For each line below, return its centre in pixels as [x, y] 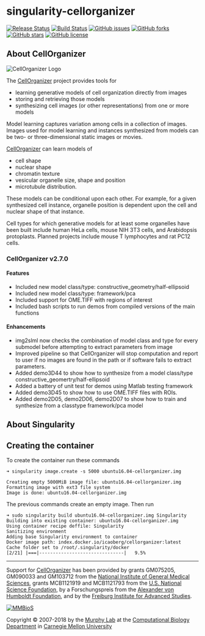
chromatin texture [38, 173]
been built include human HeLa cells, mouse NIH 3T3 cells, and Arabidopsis [102, 230]
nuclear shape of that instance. [45, 211]
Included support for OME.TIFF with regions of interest [84, 300]
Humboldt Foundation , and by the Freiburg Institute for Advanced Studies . [99, 596]
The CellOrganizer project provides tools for [62, 80]
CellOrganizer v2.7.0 [38, 258]
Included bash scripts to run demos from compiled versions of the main [105, 306]
